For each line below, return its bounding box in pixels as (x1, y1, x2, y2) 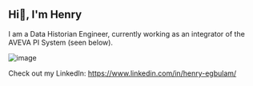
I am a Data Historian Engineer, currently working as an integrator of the (8, 29, 246, 38)
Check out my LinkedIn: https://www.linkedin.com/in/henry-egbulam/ (8, 68, 237, 78)
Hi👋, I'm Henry (8, 8, 82, 21)
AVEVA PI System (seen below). (8, 37, 114, 47)
